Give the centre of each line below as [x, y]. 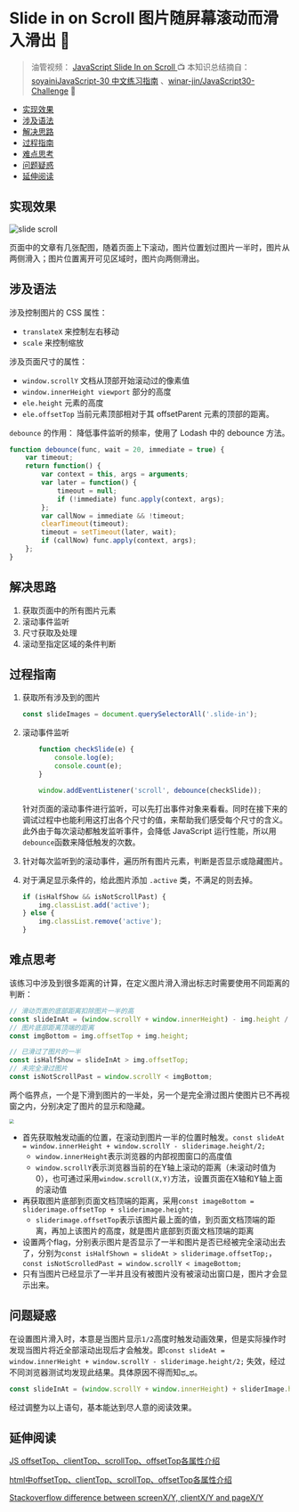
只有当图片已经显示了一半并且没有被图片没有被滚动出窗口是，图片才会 [151, 1273]
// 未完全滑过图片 [39, 1069]
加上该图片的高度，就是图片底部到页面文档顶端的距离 [157, 1230]
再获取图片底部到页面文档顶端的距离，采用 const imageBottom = [138, 1200]
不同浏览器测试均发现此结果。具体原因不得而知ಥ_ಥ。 [106, 1372]
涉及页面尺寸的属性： [48, 361]
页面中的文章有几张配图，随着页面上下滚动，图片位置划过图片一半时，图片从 [149, 247]
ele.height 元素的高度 [63, 403]
